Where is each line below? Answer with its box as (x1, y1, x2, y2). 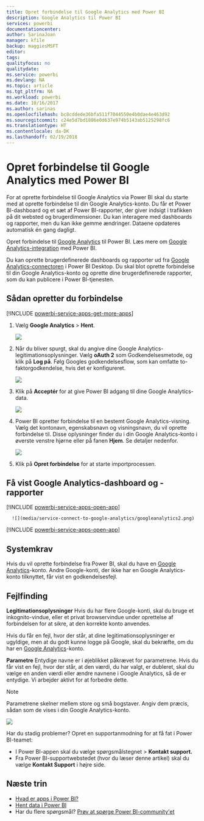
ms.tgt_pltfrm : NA (6, 89, 53, 95)
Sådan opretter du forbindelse (6, 293, 123, 304)
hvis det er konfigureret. (65, 364, 126, 372)
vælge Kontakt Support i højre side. (15, 761, 106, 768)
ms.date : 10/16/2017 (6, 100, 59, 106)
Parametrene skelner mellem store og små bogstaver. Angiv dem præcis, (6, 700, 189, 707)
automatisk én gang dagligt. (6, 226, 76, 233)
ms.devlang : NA (6, 77, 45, 83)
